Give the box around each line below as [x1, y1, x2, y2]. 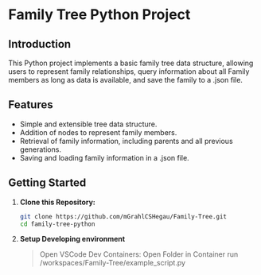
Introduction [8, 37, 72, 51]
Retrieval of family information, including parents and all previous [19, 136, 233, 145]
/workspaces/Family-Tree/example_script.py [39, 258, 185, 268]
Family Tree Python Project [8, 6, 191, 24]
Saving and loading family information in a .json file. [19, 153, 189, 162]
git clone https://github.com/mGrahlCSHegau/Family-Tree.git [19, 212, 228, 220]
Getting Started [8, 176, 87, 190]
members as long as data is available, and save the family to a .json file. [8, 76, 243, 84]
